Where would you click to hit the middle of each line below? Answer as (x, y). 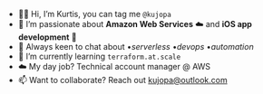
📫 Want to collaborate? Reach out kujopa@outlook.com (123, 80)
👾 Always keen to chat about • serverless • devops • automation (136, 47)
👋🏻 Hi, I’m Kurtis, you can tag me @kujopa (95, 14)
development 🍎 (47, 37)
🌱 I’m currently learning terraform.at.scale (99, 56)
